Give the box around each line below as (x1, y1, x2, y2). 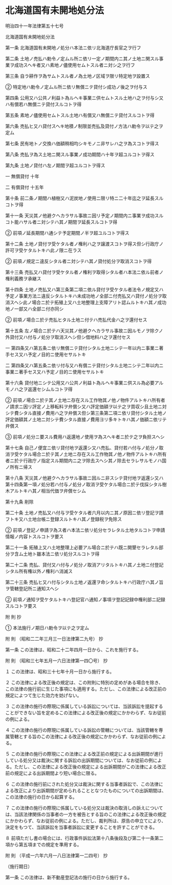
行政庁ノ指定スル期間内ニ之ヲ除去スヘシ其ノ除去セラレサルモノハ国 (23, 457, 167, 464)
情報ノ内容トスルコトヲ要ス (5, 533, 64, 539)
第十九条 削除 (5, 499, 34, 505)
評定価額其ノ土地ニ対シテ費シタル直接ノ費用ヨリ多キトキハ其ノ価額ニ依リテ (5, 416, 167, 422)
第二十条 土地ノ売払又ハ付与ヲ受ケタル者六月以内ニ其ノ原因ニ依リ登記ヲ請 (5, 509, 164, 516)
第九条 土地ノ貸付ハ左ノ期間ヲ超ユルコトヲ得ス (5, 162, 105, 168)
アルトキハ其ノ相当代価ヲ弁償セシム (9, 487, 86, 494)
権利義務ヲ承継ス (5, 275, 41, 281)
